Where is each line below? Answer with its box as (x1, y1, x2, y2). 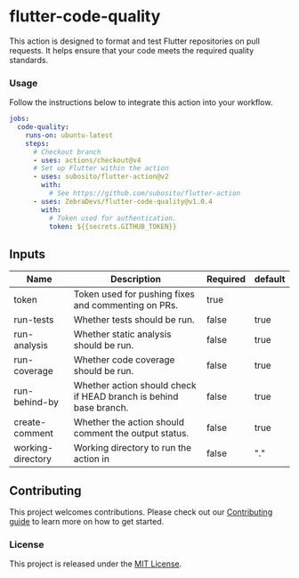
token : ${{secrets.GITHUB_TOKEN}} (48, 222, 177, 231)
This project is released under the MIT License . (9, 558, 182, 569)
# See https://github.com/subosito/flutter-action (48, 189, 241, 198)
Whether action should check (73, 379, 198, 392)
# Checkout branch (32, 147, 101, 157)
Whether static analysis (73, 328, 172, 340)
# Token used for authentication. (48, 214, 177, 223)
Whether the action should (73, 416, 185, 428)
